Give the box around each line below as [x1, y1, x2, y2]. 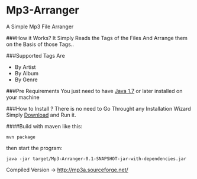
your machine [6, 94, 40, 101]
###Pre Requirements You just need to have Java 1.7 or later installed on [6, 87, 183, 94]
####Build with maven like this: [6, 122, 83, 130]
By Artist [14, 63, 36, 71]
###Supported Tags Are [6, 52, 65, 59]
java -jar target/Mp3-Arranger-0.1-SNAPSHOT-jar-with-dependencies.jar [6, 155, 186, 162]
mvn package [6, 134, 35, 140]
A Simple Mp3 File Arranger [6, 23, 74, 30]
